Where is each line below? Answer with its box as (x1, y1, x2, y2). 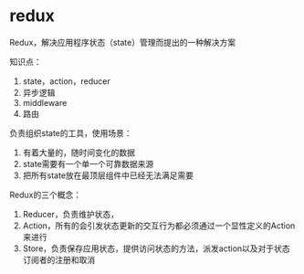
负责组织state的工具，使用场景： (9, 127, 132, 138)
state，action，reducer (22, 75, 111, 87)
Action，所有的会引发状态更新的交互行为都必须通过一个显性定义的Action (22, 220, 296, 231)
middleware (22, 97, 68, 108)
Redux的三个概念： (9, 189, 82, 200)
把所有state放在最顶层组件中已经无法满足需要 (22, 170, 194, 181)
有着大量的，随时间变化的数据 (22, 147, 135, 158)
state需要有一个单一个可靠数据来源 (22, 158, 154, 169)
